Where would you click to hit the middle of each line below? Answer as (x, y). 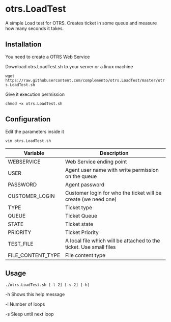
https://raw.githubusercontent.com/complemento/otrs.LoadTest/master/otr (85, 80)
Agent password (85, 184)
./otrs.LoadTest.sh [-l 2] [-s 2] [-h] (48, 285)
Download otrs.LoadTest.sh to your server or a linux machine (69, 66)
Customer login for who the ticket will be (113, 193)
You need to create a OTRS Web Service (48, 57)
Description (114, 153)
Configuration (28, 119)
